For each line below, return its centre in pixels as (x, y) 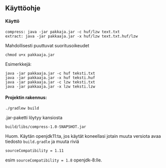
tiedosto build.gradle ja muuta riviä (42, 141)
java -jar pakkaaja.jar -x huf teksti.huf (50, 77)
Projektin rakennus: (26, 98)
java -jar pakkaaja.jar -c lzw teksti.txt (50, 82)
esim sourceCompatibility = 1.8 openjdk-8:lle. (54, 160)
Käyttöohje (23, 8)
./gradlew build (22, 108)
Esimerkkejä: (18, 64)
